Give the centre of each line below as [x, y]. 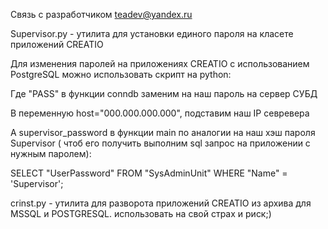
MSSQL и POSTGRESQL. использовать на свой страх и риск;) [141, 213]
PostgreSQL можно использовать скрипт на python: [121, 74]
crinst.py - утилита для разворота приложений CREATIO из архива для [161, 203]
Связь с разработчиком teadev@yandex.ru [101, 14]
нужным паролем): [51, 153]
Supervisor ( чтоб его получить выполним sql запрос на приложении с [160, 143]
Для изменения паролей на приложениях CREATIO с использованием [160, 63]
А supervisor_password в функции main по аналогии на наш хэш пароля [163, 132]
